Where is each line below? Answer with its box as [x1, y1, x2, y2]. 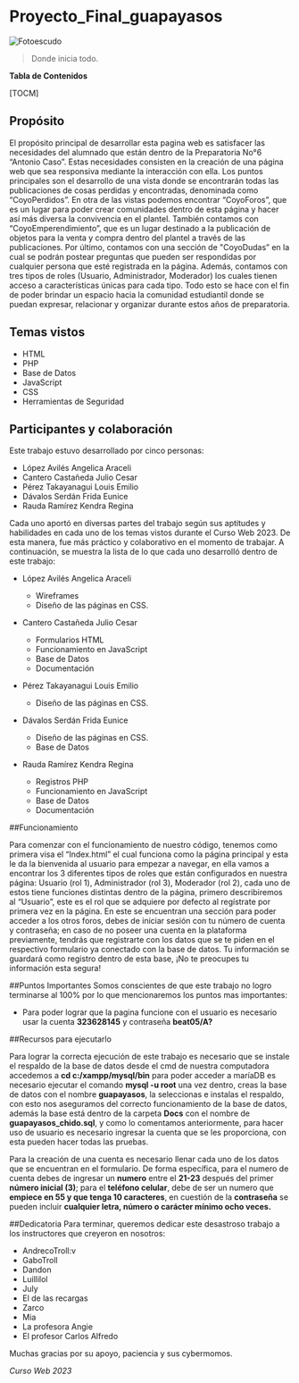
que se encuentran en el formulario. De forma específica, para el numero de [9, 1163, 289, 1174]
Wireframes [35, 591, 79, 601]
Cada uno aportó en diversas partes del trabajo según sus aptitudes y [9, 518, 266, 529]
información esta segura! [9, 963, 102, 974]
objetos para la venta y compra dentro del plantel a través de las [9, 232, 245, 243]
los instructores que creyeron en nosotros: [9, 1228, 166, 1239]
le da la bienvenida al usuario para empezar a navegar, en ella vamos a [9, 859, 270, 869]
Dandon [21, 1264, 52, 1275]
